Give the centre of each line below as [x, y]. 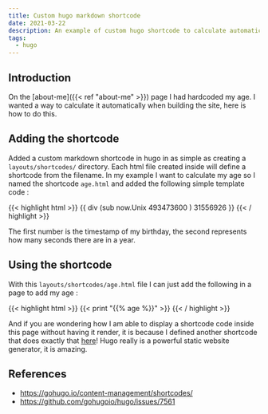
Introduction [40, 78]
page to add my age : [43, 293]
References [37, 374]
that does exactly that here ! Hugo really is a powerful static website [119, 341]
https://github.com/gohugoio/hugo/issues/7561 [97, 402]
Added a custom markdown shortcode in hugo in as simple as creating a [127, 158]
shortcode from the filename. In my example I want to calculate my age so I [132, 175]
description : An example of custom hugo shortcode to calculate [117, 30]
